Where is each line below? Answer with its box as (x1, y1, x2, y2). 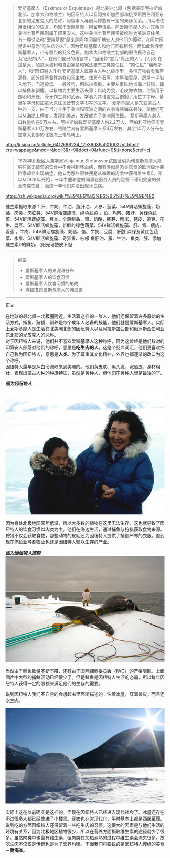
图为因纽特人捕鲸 (5, 550, 41, 556)
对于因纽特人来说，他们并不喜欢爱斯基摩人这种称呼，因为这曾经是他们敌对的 (5, 338, 165, 344)
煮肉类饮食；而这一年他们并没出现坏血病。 (17, 183, 107, 189)
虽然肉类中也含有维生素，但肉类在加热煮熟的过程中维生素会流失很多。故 (14, 835, 165, 841)
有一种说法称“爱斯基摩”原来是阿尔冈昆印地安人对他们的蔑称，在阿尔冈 (17, 36, 164, 43)
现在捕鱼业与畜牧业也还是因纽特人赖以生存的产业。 (5, 539, 112, 545)
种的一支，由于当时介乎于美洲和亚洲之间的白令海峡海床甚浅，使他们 (17, 106, 160, 112)
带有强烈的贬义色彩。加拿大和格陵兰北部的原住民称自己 (39, 49, 155, 55)
